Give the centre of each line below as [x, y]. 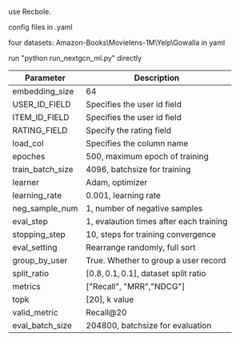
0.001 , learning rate [124, 195]
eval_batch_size [42, 325]
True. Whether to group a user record [156, 261]
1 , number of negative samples [144, 209]
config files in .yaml [41, 27]
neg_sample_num [45, 209]
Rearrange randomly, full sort [141, 247]
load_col [28, 143]
